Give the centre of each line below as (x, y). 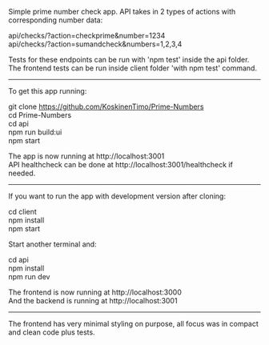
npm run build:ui (35, 132)
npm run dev (29, 277)
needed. (22, 173)
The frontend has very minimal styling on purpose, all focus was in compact (133, 324)
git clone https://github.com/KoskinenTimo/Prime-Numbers (106, 106)
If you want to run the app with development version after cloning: (117, 196)
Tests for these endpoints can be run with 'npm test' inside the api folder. (129, 60)
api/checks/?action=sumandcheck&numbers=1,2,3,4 (95, 44)
